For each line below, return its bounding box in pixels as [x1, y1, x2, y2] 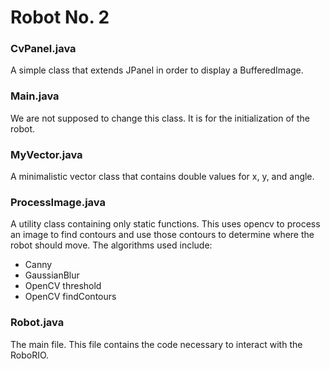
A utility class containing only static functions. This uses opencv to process [10, 218, 321, 230]
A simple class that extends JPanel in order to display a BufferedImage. [10, 64, 304, 76]
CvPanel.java [10, 42, 77, 56]
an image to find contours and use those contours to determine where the [10, 229, 315, 241]
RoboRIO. [10, 349, 50, 361]
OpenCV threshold [24, 280, 102, 292]
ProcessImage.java [10, 196, 106, 209]
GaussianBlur [24, 269, 80, 281]
